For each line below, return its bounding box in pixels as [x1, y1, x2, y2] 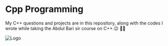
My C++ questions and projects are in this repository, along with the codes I [5, 20, 163, 26]
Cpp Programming [5, 3, 84, 15]
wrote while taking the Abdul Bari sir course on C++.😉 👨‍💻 [5, 25, 126, 31]
